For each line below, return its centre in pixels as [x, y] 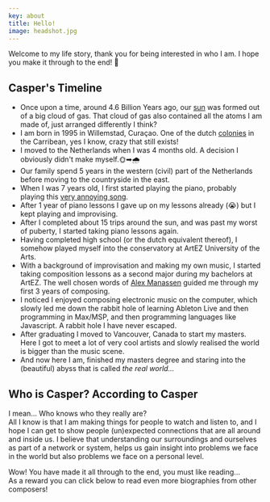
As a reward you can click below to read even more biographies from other [133, 481]
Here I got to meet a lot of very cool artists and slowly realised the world [140, 343]
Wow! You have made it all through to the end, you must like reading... [124, 472]
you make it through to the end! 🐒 [64, 62]
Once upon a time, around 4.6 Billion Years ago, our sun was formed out [140, 108]
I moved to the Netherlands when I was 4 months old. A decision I [129, 150]
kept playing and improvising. [69, 214]
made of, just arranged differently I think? [88, 124]
